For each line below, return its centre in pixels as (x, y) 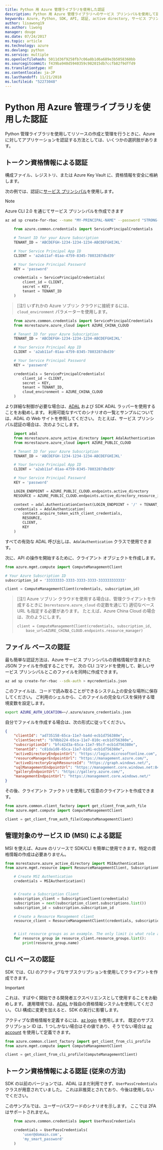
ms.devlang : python (25, 50)
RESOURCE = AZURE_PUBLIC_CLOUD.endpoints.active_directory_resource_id (88, 496)
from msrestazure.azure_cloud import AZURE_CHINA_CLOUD (72, 325)
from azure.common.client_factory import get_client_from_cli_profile (78, 1041)
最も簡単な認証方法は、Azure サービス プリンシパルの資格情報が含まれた (78, 660)
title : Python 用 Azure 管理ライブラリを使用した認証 (55, 9)
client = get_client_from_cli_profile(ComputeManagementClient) (71, 1055)
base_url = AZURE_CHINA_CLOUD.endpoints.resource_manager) (85, 631)
